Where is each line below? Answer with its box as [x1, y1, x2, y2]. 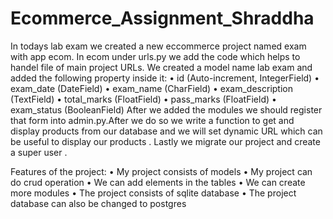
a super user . [10, 146, 68, 158]
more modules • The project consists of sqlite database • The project [10, 187, 297, 199]
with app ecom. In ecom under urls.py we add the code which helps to [10, 50, 301, 62]
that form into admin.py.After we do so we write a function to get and [10, 114, 295, 126]
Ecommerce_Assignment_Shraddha [10, 7, 315, 30]
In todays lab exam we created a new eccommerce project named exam [10, 40, 307, 52]
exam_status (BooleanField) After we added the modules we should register [10, 103, 323, 116]
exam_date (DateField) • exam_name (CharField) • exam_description [10, 82, 293, 94]
